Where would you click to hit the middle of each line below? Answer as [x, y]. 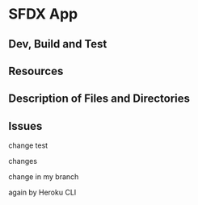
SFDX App [43, 14]
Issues [25, 126]
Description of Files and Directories [99, 99]
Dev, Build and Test [58, 44]
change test [28, 145]
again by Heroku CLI [42, 192]
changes [23, 161]
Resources [36, 71]
